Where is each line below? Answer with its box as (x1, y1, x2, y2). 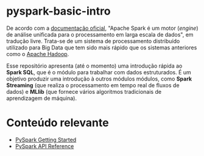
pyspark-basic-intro (6, 4, 111, 18)
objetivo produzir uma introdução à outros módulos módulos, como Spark (6, 75, 192, 82)
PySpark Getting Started (15, 136, 77, 143)
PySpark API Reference (15, 142, 74, 150)
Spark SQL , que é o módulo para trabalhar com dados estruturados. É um (6, 68, 192, 76)
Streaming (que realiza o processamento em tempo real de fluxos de (6, 81, 180, 89)
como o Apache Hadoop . (6, 50, 69, 57)
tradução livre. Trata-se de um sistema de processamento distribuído (6, 37, 180, 44)
